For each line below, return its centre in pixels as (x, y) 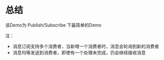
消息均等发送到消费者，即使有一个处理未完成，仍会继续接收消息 (79, 52)
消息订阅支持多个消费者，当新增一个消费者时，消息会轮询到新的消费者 (86, 46)
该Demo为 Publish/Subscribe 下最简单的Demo (53, 25)
